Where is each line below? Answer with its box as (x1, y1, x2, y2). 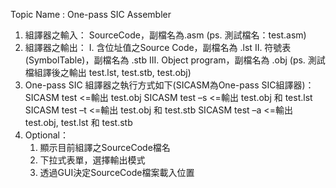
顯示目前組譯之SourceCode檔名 (39, 142, 171, 153)
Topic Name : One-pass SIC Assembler (10, 9, 172, 20)
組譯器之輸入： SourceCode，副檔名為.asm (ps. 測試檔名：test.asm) (24, 29, 307, 41)
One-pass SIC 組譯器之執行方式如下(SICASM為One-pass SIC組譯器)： (24, 79, 315, 91)
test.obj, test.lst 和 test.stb (24, 117, 133, 128)
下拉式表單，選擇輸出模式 (39, 154, 146, 166)
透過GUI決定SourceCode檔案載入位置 (39, 167, 195, 178)
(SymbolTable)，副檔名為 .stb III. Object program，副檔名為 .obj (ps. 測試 (24, 54, 326, 66)
